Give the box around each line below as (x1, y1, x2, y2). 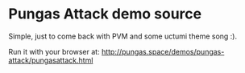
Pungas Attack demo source (8, 5, 202, 23)
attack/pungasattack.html (8, 55, 93, 65)
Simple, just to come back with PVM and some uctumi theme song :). (8, 31, 238, 41)
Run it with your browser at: (8, 47, 100, 56)
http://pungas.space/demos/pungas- (101, 47, 225, 56)
